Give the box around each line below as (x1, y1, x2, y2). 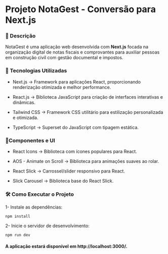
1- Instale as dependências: (5, 204, 63, 210)
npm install (5, 214, 30, 219)
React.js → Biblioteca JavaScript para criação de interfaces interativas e (12, 94, 163, 100)
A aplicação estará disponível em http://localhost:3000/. (5, 243, 128, 249)
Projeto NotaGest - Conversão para (5, 4, 156, 15)
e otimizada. (12, 114, 38, 120)
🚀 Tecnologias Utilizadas (5, 67, 67, 74)
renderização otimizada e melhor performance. (12, 84, 111, 90)
